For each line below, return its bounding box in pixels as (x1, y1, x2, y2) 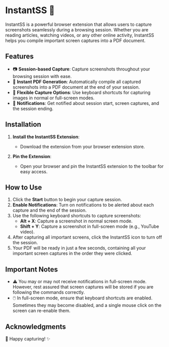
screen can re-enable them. (12, 307, 71, 314)
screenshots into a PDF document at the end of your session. (12, 84, 140, 90)
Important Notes (5, 265, 58, 274)
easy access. (20, 168, 48, 174)
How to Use (5, 183, 42, 191)
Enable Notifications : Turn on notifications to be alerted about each (12, 202, 154, 208)
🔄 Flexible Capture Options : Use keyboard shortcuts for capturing (12, 89, 151, 95)
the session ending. (12, 105, 54, 111)
